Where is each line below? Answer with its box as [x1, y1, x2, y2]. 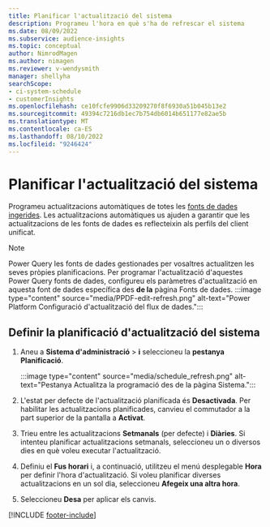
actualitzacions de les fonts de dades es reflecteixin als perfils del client [8, 219, 249, 229]
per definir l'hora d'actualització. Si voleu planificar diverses [19, 470, 221, 480]
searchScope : [8, 79, 53, 88]
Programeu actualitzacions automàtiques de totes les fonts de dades [8, 202, 238, 212]
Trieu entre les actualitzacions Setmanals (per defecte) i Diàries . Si [19, 429, 246, 439]
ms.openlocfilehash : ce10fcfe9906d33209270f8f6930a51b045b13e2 [8, 102, 227, 110]
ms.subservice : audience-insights [8, 34, 126, 43]
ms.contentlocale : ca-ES [8, 125, 92, 133]
